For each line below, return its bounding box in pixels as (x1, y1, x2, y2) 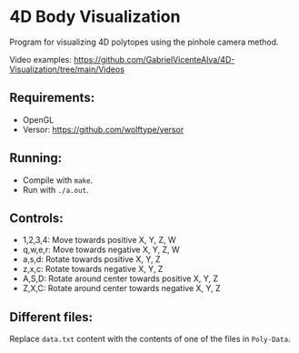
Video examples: (9, 54, 73, 65)
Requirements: (9, 90, 95, 106)
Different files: (9, 309, 94, 325)
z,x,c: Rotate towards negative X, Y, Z (22, 264, 164, 275)
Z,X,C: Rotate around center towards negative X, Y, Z (22, 283, 221, 294)
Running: (9, 150, 63, 166)
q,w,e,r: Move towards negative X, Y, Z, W (22, 244, 180, 256)
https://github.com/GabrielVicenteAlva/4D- (74, 54, 235, 65)
